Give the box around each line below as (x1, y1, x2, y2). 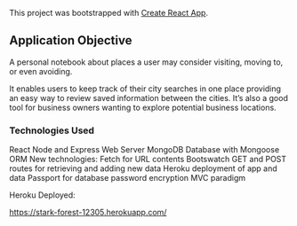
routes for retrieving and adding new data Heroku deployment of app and (9, 163, 277, 174)
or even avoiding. (9, 66, 73, 76)
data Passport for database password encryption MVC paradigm (9, 173, 246, 183)
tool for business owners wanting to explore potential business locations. (9, 102, 277, 113)
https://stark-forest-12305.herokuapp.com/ (9, 207, 167, 218)
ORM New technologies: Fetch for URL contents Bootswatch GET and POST (9, 154, 287, 165)
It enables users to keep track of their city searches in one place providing (9, 83, 282, 94)
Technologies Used (9, 124, 95, 136)
